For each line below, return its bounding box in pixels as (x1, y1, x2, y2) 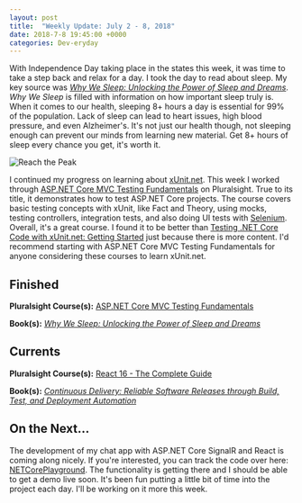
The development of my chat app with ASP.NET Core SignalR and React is (9, 445, 284, 455)
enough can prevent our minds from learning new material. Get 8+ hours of (9, 130, 288, 140)
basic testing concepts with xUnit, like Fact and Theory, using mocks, (9, 203, 268, 214)
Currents (9, 344, 61, 360)
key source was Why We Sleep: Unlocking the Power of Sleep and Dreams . (9, 82, 288, 93)
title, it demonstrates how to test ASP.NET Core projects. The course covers (9, 193, 291, 204)
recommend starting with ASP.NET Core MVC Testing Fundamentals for (9, 241, 276, 252)
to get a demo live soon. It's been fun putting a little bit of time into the (9, 473, 270, 484)
